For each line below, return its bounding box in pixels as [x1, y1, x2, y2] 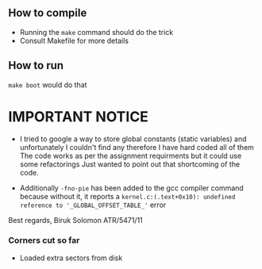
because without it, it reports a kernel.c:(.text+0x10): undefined [19, 191, 236, 201]
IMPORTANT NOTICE [8, 107, 149, 125]
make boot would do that [8, 79, 87, 90]
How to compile [8, 6, 87, 20]
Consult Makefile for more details [19, 36, 129, 45]
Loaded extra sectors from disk [19, 253, 123, 263]
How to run [8, 59, 64, 72]
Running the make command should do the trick [19, 27, 174, 37]
